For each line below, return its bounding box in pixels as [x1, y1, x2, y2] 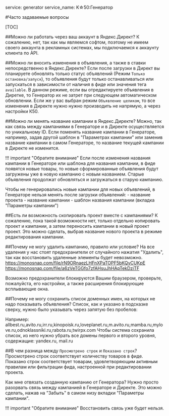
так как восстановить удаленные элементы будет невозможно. [5, 255, 143, 260]
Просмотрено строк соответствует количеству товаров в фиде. [5, 353, 143, 359]
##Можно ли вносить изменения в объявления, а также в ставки [5, 60, 146, 65]
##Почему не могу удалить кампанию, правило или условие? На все [5, 244, 155, 250]
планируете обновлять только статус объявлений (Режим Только [5, 71, 145, 77]
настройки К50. [5, 109, 39, 114]
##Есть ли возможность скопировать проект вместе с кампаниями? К [5, 213, 158, 218]
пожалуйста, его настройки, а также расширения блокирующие [5, 281, 144, 286]
